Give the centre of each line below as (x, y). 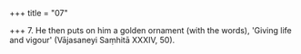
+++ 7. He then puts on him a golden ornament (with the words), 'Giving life (151, 30)
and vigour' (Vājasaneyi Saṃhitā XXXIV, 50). (92, 40)
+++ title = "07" (39, 13)
